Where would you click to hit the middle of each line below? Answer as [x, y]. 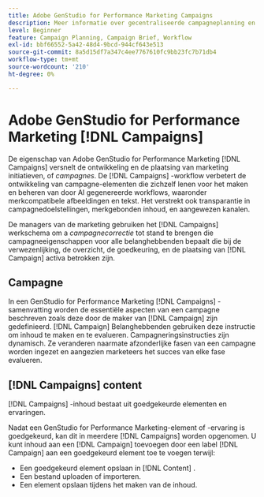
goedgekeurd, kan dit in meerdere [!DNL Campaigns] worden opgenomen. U [132, 436]
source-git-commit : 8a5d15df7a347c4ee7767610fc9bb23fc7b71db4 [112, 52]
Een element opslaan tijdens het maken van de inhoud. [108, 485]
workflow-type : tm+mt [44, 60]
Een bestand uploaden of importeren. [80, 476]
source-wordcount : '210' [49, 67]
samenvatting [30, 310]
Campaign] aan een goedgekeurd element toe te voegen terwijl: [112, 453]
